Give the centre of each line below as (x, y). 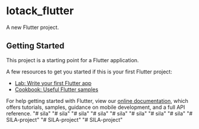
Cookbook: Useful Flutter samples (56, 89)
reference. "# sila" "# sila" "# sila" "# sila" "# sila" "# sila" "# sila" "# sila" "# (99, 113)
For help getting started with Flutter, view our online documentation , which (97, 101)
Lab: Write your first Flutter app (53, 83)
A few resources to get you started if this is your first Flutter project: (89, 72)
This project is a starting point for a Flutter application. (72, 60)
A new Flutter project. (33, 27)
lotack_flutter (40, 11)
